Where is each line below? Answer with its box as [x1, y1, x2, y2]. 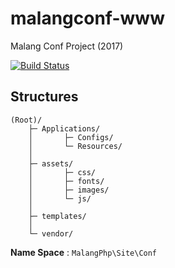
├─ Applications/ [28, 123, 101, 134]
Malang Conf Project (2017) [10, 40, 124, 52]
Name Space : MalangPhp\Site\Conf [10, 246, 158, 258]
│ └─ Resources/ [28, 141, 123, 151]
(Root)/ [10, 115, 43, 125]
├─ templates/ [28, 211, 87, 221]
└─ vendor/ [28, 228, 74, 239]
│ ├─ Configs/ [28, 132, 114, 142]
